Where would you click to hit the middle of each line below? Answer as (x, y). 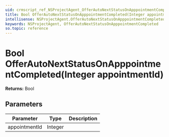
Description (83, 118)
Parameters (24, 104)
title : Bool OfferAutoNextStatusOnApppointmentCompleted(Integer (75, 15)
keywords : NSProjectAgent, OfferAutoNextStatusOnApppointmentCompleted (82, 24)
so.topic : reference (27, 29)
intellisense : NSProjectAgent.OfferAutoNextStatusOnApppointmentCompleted (85, 19)
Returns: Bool (20, 89)
